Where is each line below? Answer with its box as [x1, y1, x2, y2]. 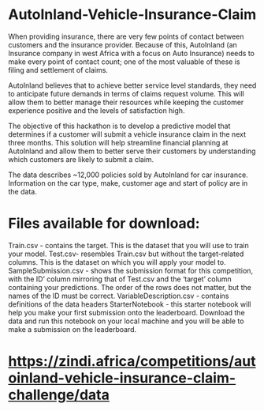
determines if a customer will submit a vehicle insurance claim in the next [8, 129, 247, 139]
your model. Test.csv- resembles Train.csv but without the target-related [8, 249, 244, 258]
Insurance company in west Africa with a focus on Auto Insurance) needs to [8, 48, 255, 58]
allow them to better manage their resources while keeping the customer [8, 97, 244, 107]
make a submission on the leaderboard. [8, 324, 137, 334]
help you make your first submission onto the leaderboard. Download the [8, 307, 246, 317]
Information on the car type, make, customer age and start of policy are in [8, 178, 248, 187]
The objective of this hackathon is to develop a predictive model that [8, 121, 231, 130]
